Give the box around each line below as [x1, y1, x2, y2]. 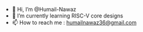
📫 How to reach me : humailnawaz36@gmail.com [11, 19, 137, 26]
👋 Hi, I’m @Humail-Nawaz [11, 6, 77, 13]
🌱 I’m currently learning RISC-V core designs [11, 12, 124, 19]
